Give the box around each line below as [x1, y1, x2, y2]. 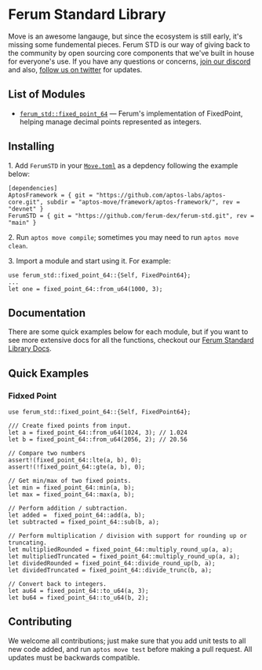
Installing [8, 140, 55, 153]
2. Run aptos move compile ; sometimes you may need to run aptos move [8, 232, 239, 241]
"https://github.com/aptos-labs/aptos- [95, 191, 226, 199]
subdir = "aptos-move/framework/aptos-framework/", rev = [46, 198, 241, 206]
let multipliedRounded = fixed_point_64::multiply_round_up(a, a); [8, 546, 234, 554]
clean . [8, 241, 28, 250]
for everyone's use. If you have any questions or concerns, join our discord [8, 57, 251, 66]
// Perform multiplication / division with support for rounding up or [8, 532, 247, 540]
